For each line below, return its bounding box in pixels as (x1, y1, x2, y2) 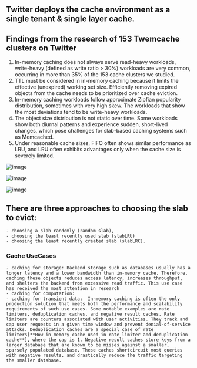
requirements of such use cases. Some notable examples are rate (6, 306, 169, 312)
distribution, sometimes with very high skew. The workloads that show (14, 102, 185, 109)
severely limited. (14, 152, 55, 159)
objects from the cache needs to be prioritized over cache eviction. (14, 90, 178, 97)
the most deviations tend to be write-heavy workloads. (14, 109, 148, 116)
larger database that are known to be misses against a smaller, (6, 342, 169, 348)
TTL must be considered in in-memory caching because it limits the (14, 77, 179, 85)
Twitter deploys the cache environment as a (6, 5, 171, 15)
